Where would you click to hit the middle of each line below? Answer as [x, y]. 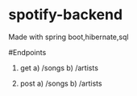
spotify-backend [66, 15]
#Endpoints [27, 52]
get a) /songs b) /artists [59, 68]
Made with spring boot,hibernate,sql [68, 37]
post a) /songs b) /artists [61, 83]
